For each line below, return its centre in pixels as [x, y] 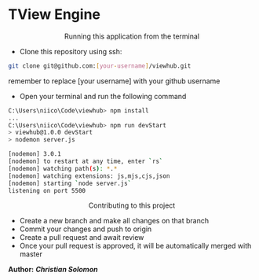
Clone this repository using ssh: [71, 51]
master [31, 254]
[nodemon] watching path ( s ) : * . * [63, 168]
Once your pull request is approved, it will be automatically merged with [135, 246]
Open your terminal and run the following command [103, 96]
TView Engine [54, 15]
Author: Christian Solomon [53, 270]
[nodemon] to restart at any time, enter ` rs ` [86, 162]
